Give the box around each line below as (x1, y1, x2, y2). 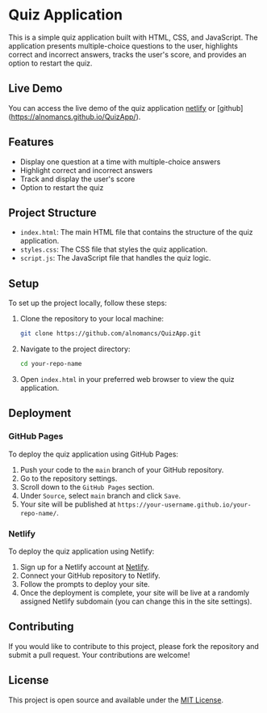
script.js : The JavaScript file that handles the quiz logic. (19, 253, 211, 263)
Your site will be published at (19, 499, 116, 509)
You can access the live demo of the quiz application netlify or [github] (8, 103, 244, 112)
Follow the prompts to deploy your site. (19, 579, 151, 588)
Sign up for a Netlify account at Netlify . (19, 562, 150, 571)
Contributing (8, 620, 74, 634)
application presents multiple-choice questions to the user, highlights (8, 40, 238, 50)
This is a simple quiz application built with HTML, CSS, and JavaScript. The (8, 32, 258, 42)
